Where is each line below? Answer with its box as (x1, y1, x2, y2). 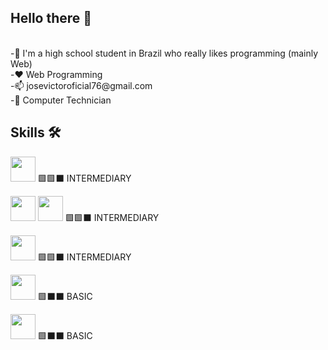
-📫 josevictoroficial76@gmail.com (10, 79, 153, 91)
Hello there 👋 (10, 10, 93, 27)
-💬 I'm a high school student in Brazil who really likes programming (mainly (10, 47, 319, 59)
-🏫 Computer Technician (10, 94, 112, 106)
